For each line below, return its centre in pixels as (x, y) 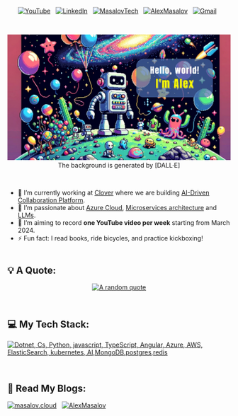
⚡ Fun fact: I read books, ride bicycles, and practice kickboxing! (110, 238)
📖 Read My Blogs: (47, 388)
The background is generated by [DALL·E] (119, 165)
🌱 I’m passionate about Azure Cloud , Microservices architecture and (117, 207)
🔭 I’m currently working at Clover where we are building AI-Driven (113, 192)
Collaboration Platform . (51, 200)
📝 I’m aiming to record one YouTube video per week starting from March (124, 222)
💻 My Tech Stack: (49, 324)
